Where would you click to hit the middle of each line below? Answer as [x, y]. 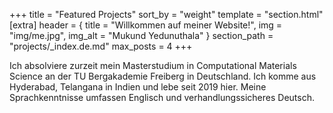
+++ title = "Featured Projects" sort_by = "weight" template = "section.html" [166, 14]
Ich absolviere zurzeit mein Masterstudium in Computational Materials [153, 65]
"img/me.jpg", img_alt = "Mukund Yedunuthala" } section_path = [141, 35]
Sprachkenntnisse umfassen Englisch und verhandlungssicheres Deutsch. [162, 97]
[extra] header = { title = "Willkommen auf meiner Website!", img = [146, 25]
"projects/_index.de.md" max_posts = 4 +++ [101, 46]
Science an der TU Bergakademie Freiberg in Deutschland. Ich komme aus [163, 76]
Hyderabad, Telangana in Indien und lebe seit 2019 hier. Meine [138, 87]
